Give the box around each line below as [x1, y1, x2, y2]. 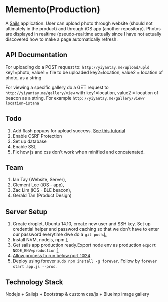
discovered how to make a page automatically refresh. [5, 36, 118, 42]
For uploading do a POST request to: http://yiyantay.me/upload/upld [5, 64, 150, 70]
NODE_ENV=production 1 [12, 247, 59, 253]
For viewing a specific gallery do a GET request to [5, 84, 109, 90]
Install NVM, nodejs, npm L [12, 237, 69, 243]
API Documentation [5, 51, 68, 59]
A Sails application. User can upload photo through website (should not [5, 20, 153, 26]
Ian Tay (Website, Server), [12, 177, 67, 183]
